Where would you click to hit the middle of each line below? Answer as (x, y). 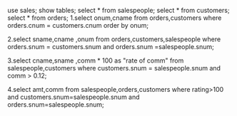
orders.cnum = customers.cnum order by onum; (78, 25)
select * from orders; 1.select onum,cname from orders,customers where (115, 18)
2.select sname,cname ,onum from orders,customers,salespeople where (114, 39)
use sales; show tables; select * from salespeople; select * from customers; (118, 10)
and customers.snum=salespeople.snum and (74, 97)
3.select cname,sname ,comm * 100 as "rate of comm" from (96, 60)
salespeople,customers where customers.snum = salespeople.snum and (114, 68)
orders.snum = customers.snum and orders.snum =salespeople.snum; (111, 47)
